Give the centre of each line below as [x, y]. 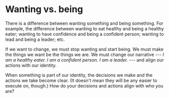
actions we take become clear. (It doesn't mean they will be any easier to [81, 80]
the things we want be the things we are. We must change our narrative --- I [85, 55]
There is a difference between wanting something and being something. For [84, 23]
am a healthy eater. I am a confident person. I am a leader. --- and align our [85, 60]
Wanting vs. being [44, 9]
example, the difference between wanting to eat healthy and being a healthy [85, 28]
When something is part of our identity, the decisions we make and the [79, 75]
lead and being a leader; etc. [35, 39]
